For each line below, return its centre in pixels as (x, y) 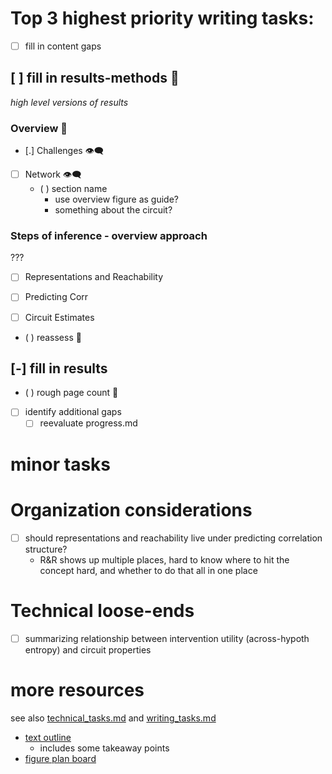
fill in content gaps (63, 46)
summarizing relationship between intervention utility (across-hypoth (167, 638)
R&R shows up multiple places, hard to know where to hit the (164, 559)
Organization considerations (131, 509)
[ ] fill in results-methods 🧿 (95, 78)
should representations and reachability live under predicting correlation (173, 538)
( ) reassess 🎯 (53, 337)
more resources (77, 689)
